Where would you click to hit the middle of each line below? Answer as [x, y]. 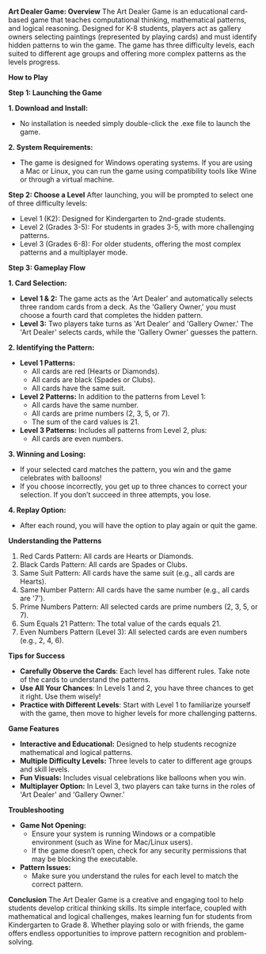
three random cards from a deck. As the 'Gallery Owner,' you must [127, 307]
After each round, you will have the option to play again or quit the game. [139, 525]
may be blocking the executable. [85, 859]
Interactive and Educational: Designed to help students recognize [128, 744]
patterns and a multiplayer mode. [74, 252]
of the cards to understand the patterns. [85, 680]
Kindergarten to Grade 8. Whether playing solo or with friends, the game [126, 925]
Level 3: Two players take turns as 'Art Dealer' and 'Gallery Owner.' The [136, 324]
